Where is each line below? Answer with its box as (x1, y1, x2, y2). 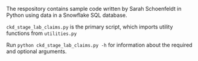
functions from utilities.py (6, 30, 77, 37)
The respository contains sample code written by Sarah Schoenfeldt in (6, 5, 182, 12)
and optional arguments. (6, 48, 67, 55)
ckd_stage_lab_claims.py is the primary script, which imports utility (6, 24, 173, 30)
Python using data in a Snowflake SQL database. (6, 11, 128, 19)
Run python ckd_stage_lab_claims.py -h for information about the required (6, 42, 193, 48)
